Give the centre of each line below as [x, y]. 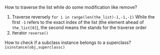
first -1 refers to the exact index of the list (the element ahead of [78, 22]
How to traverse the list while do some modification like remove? [71, 7]
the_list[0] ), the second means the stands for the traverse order [79, 27]
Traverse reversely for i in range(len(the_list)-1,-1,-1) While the [83, 17]
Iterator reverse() [30, 33]
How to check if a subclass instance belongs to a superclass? [68, 42]
